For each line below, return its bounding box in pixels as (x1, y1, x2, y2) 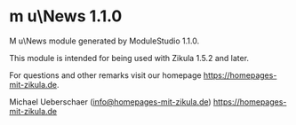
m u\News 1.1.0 (9, 6, 123, 27)
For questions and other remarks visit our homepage (9, 69, 202, 81)
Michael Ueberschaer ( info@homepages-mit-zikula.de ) (9, 96, 212, 107)
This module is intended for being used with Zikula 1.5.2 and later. (9, 52, 250, 63)
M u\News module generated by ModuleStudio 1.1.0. (9, 35, 200, 46)
